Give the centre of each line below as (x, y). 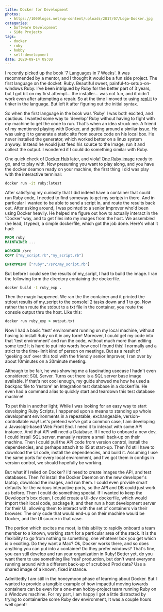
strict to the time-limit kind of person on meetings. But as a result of (73, 351)
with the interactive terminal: (33, 174)
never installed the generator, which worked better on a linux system (73, 139)
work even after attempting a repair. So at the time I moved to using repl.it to (81, 99)
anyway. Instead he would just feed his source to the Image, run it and (75, 144)
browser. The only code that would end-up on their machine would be (75, 513)
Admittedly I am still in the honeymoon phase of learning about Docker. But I (81, 579)
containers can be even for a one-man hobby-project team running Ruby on (81, 589)
